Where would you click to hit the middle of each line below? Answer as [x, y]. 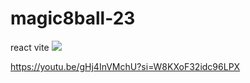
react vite [30, 47]
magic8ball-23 [73, 18]
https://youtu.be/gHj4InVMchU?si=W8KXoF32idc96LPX [125, 66]
